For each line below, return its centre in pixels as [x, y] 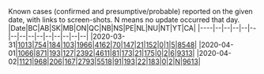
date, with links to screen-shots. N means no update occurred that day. [124, 20]
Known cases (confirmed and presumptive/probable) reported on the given [130, 11]
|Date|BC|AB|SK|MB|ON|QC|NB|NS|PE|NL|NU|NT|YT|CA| [102, 28]
